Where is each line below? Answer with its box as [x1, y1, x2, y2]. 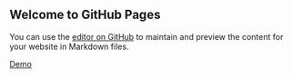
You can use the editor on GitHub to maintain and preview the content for [9, 31, 284, 42]
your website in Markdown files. [9, 41, 129, 52]
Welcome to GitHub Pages [9, 7, 161, 23]
